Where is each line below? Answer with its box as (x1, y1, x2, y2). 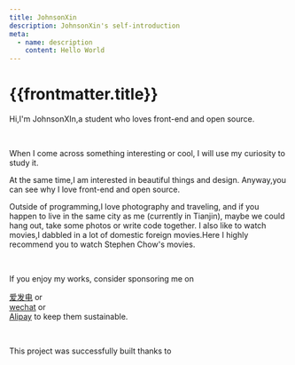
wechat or (9, 302, 46, 313)
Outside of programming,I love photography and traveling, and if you (9, 202, 260, 212)
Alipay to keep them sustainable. (9, 312, 128, 322)
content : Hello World (25, 46, 105, 55)
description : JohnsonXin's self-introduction (9, 21, 180, 30)
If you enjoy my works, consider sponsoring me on (9, 274, 195, 284)
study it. (9, 157, 39, 169)
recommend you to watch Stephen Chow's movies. (9, 239, 196, 250)
